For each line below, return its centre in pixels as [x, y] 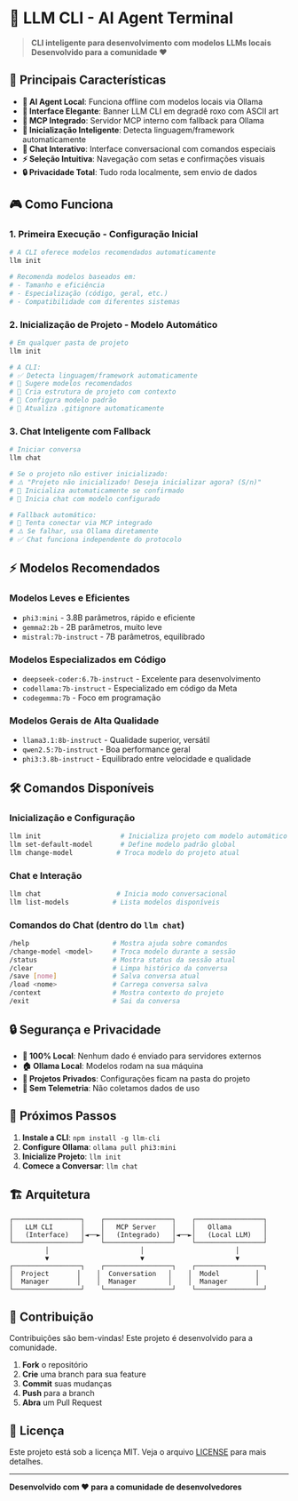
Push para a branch [58, 1393]
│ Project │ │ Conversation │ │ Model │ [134, 1274]
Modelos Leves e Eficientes [70, 598]
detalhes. [26, 1462]
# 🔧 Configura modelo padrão [63, 400]
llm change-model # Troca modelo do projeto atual [125, 852]
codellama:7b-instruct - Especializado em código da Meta [129, 689]
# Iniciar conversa [45, 450]
